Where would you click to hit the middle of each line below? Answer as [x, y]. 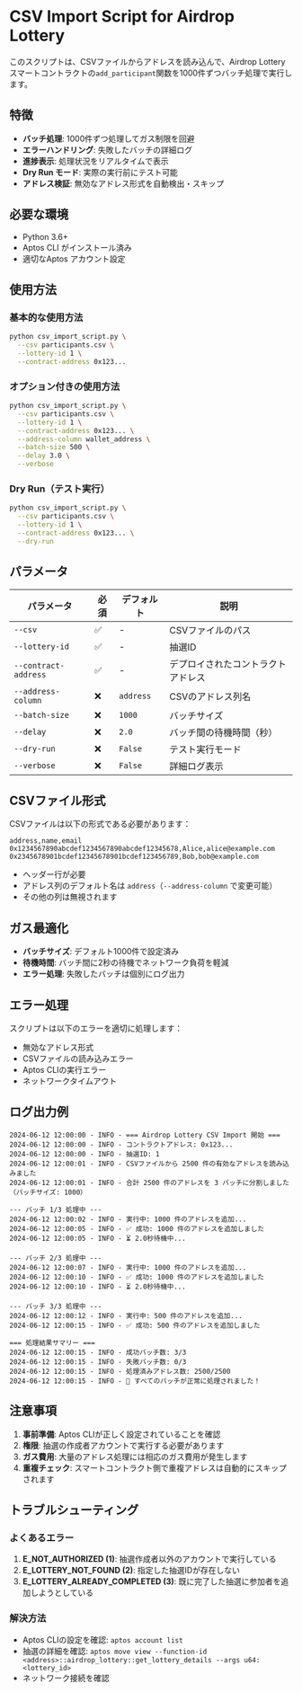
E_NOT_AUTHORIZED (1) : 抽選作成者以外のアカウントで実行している [149, 1559]
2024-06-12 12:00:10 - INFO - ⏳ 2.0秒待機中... [98, 1287]
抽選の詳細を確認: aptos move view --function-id [115, 1651]
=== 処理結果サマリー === [53, 1342]
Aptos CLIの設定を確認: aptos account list [102, 1639]
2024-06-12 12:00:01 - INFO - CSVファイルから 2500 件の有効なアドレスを [139, 1164]
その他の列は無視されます [70, 897]
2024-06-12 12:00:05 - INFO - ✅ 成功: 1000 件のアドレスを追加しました [137, 1228]
